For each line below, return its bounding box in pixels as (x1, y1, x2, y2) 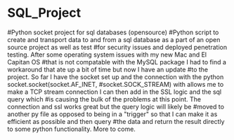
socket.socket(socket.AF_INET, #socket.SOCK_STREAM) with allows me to (7, 80, 224, 88)
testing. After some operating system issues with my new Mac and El (7, 50, 207, 59)
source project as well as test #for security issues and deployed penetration (7, 43, 227, 51)
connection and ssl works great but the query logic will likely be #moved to (7, 102, 225, 111)
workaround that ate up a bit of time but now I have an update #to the (7, 65, 209, 73)
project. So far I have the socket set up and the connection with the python (7, 72, 224, 81)
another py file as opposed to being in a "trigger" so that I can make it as (7, 110, 218, 118)
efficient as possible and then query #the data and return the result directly (7, 117, 225, 125)
